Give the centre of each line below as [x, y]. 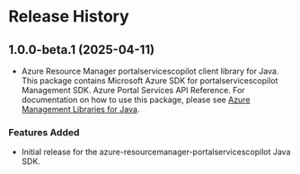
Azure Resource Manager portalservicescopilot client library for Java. [150, 71]
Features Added [44, 132]
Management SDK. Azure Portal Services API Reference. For [133, 90]
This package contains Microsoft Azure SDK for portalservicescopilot [150, 81]
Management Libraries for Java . [80, 109]
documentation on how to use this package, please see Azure [136, 100]
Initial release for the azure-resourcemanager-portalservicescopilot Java [156, 152]
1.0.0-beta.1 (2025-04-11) [81, 50]
